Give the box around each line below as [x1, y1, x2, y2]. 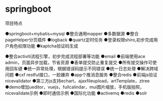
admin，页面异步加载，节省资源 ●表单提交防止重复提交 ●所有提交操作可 [5, 59, 153, 65]
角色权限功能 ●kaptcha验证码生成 [9, 43, 79, 49]
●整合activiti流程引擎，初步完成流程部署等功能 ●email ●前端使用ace [5, 53, 146, 59]
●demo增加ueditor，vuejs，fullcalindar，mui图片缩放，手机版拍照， [5, 84, 144, 90]
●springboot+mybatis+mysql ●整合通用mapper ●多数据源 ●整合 [5, 30, 139, 36]
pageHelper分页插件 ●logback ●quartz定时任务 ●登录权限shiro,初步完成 [5, 37, 154, 43]
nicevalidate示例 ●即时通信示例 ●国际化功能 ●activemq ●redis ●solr [5, 90, 147, 96]
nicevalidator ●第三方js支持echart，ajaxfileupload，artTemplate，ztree [5, 77, 150, 84]
